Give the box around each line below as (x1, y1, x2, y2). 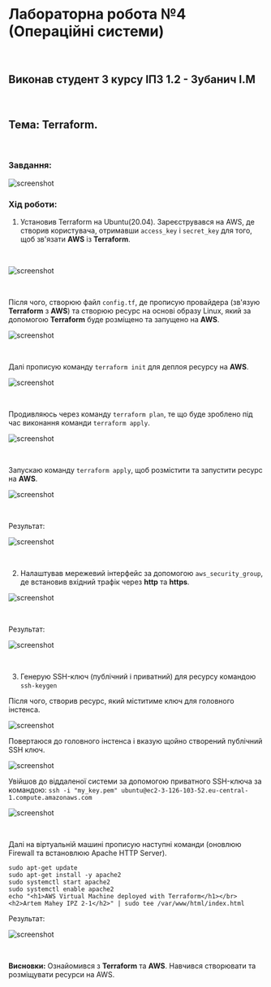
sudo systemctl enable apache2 (8, 885, 114, 893)
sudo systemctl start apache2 (8, 878, 111, 887)
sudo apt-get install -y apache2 (8, 871, 122, 880)
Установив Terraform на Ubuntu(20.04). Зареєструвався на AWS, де (19, 217, 256, 227)
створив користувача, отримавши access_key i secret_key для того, (19, 225, 253, 236)
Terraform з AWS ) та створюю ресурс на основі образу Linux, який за (8, 306, 252, 316)
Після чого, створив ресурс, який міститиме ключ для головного (8, 697, 234, 706)
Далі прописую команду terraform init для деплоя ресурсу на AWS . (8, 362, 249, 372)
